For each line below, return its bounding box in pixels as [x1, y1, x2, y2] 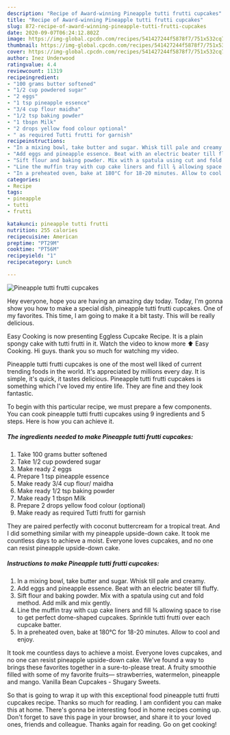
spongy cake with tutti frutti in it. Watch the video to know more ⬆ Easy [7, 339, 209, 348]
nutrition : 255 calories [7, 227, 78, 234]
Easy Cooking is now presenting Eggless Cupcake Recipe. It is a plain [7, 332, 203, 340]
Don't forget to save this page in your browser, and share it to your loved [7, 712, 212, 721]
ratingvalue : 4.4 [7, 61, 57, 68]
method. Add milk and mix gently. [16, 598, 112, 607]
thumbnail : [7, 42, 38, 49]
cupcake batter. [16, 620, 62, 629]
